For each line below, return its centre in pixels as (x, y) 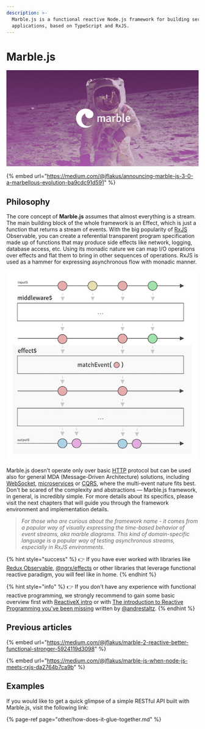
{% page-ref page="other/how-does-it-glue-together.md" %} (84, 719)
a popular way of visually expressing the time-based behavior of (103, 528)
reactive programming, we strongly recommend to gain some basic (91, 595)
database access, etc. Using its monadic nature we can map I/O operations (101, 249)
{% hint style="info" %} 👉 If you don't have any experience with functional (101, 587)
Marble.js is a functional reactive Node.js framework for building (101, 19)
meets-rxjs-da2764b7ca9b (40, 667)
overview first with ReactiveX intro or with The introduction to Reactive (95, 602)
